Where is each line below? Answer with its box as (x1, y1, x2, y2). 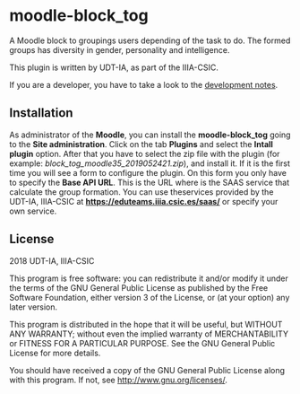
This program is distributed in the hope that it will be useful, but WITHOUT (9, 319, 283, 329)
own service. (9, 206, 57, 216)
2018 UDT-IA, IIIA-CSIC (9, 255, 95, 266)
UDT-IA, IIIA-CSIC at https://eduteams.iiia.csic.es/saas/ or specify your (9, 196, 279, 206)
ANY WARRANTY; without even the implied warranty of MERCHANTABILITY (9, 328, 289, 339)
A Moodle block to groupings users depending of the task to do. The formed (9, 35, 291, 46)
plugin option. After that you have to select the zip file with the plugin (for (9, 148, 280, 159)
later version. (9, 302, 58, 312)
